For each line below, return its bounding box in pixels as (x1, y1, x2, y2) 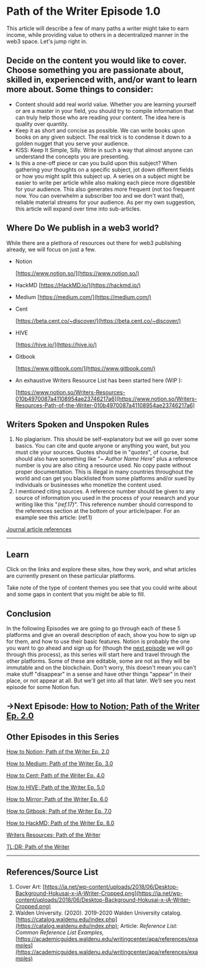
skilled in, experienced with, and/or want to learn (6, 75, 197, 85)
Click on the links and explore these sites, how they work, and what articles (6, 566, 197, 573)
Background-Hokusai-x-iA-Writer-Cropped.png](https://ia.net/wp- (15, 889, 183, 897)
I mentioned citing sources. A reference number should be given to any (15, 488, 195, 495)
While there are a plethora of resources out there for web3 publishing (6, 239, 182, 246)
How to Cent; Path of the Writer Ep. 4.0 (6, 772, 105, 779)
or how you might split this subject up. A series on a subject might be (15, 172, 190, 179)
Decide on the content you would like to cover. (6, 55, 187, 66)
